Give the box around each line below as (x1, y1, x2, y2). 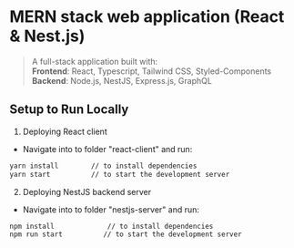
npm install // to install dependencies (9, 222, 214, 231)
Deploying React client (22, 126, 107, 137)
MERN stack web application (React (9, 6, 285, 27)
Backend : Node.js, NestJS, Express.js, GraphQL (31, 75, 212, 86)
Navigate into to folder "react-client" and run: (22, 143, 193, 154)
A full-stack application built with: (31, 56, 158, 67)
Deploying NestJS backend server (22, 186, 152, 197)
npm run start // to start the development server (9, 230, 243, 239)
